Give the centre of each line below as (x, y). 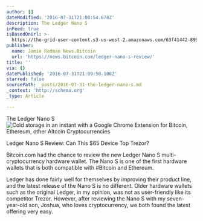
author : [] (20, 12)
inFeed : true (23, 29)
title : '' (19, 62)
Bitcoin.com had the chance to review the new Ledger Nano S (83, 155)
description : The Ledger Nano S (47, 23)
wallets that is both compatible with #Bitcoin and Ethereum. (80, 167)
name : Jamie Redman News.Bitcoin (54, 51)
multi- (169, 155)
